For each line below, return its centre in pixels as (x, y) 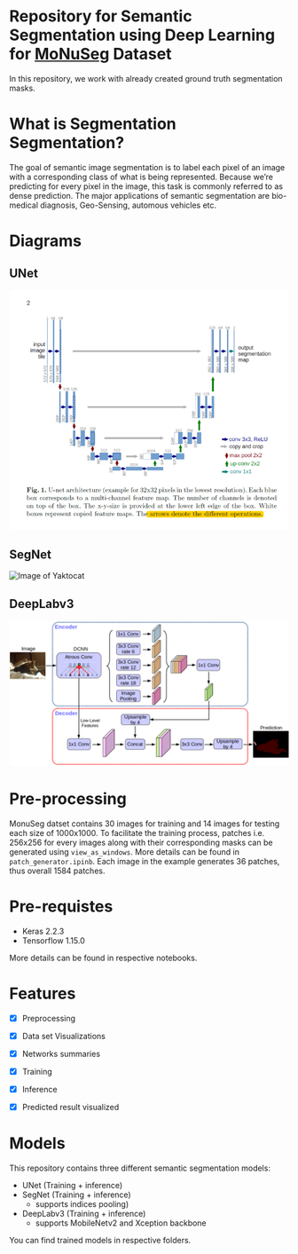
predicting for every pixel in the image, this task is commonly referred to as (146, 186)
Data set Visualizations (64, 1036)
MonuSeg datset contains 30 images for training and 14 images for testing (145, 824)
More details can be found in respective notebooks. (103, 958)
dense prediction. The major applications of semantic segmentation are (140, 195)
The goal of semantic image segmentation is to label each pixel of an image (147, 167)
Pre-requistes (61, 906)
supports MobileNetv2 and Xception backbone (121, 1223)
